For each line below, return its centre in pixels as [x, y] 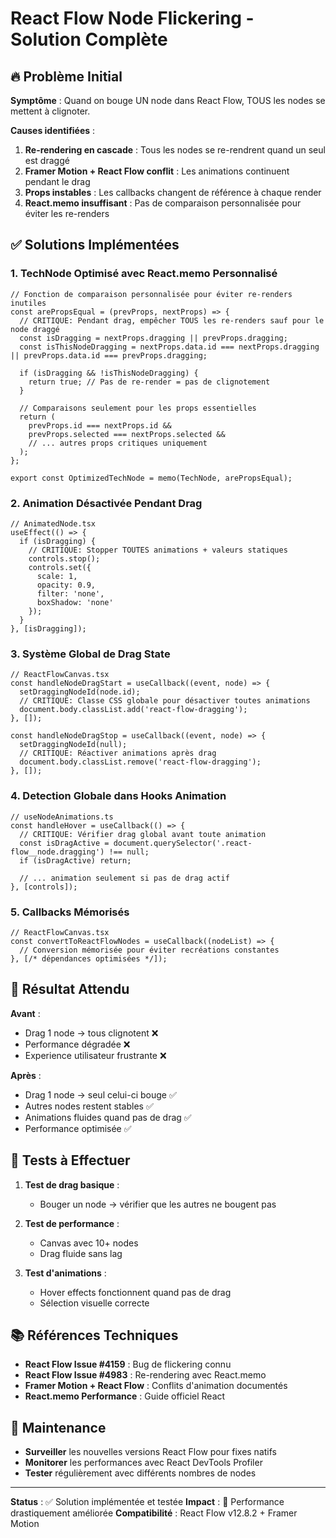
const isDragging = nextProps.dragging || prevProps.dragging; [153, 338]
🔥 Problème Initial [66, 76]
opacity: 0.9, [66, 585]
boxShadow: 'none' [75, 602]
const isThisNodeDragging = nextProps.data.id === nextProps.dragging [169, 347]
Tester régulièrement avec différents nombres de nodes [140, 1473]
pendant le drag [57, 181]
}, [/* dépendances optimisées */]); [89, 958]
